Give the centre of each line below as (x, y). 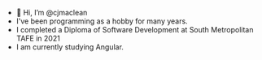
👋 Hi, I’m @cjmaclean (52, 13)
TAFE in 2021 (38, 38)
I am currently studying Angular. (70, 47)
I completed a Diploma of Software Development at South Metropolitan (135, 30)
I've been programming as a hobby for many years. (102, 21)
